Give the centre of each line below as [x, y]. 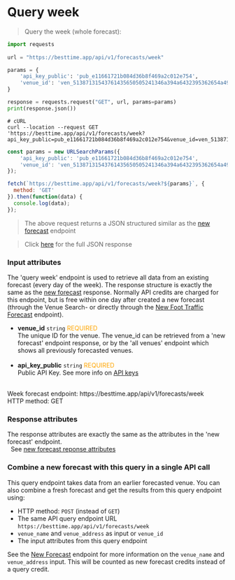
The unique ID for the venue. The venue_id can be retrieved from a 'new [121, 335]
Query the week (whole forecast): [73, 31]
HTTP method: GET [35, 401]
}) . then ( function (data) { [45, 197]
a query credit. [28, 569]
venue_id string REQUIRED [57, 328]
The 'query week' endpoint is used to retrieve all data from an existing [108, 277]
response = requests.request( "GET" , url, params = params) [92, 102]
